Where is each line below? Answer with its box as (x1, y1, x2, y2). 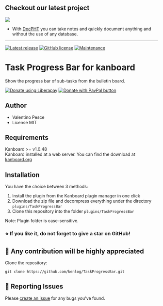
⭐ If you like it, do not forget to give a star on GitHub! (5, 230, 130, 237)
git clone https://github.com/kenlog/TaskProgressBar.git (5, 269, 125, 274)
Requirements (5, 133, 49, 142)
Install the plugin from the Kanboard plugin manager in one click (12, 193, 141, 199)
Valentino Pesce (12, 114, 45, 120)
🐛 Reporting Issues (5, 282, 64, 290)
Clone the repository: (5, 259, 48, 266)
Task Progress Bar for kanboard (5, 62, 135, 73)
